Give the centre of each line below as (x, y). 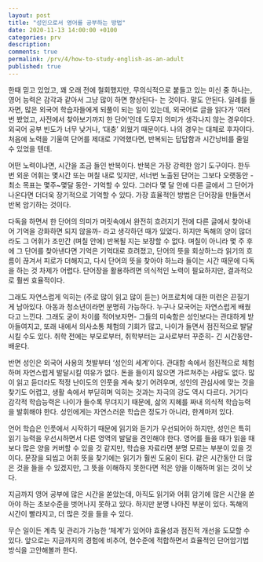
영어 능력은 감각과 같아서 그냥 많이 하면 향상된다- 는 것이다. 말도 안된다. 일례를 (128, 100)
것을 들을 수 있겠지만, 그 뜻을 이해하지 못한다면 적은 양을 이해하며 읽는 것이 (130, 467)
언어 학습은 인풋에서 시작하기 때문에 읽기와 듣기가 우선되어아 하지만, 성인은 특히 (130, 428)
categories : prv (35, 37)
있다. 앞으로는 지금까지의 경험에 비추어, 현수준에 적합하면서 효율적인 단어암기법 (129, 540)
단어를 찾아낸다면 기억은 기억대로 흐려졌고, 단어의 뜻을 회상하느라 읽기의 (135, 250)
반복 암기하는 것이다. (40, 204)
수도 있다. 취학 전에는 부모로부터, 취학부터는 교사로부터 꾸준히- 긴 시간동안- (138, 336)
